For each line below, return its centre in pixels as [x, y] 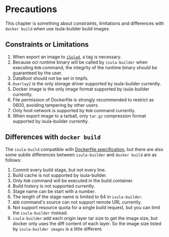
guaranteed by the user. [37, 73]
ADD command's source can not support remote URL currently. [77, 202]
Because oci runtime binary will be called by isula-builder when [80, 62]
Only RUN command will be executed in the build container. [73, 180]
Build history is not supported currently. [53, 186]
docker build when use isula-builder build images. [58, 28]
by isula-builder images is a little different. [58, 229]
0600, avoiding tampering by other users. [56, 105]
